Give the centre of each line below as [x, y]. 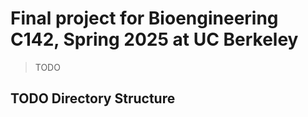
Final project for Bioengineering [144, 18]
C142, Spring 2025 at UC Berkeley [154, 39]
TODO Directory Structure [93, 98]
